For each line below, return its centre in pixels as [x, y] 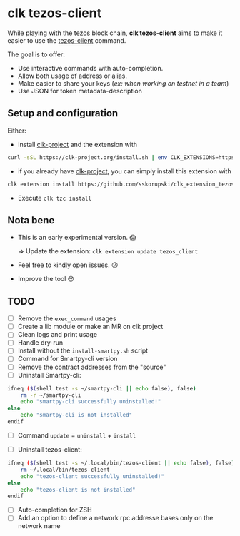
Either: [17, 131]
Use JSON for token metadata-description [80, 91]
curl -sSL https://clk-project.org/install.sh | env [87, 157]
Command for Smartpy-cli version [67, 359]
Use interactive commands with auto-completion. [90, 68]
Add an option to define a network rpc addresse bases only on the [115, 518]
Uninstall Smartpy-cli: [49, 375]
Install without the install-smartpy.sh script [83, 350]
